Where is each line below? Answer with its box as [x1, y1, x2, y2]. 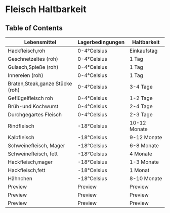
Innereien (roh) [8, 72, 44, 79]
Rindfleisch [8, 122, 34, 130]
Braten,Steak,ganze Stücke [8, 80, 72, 87]
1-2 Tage [130, 95, 153, 102]
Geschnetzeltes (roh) [8, 56, 58, 62]
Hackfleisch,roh [8, 47, 46, 54]
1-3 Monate [130, 158, 159, 165]
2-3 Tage [130, 111, 153, 118]
